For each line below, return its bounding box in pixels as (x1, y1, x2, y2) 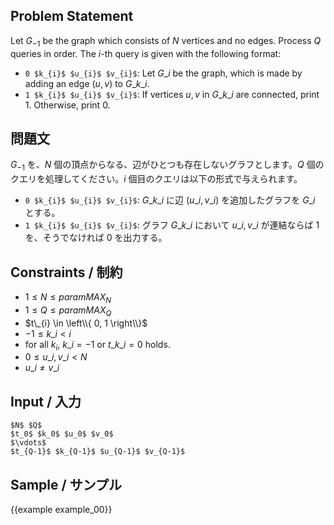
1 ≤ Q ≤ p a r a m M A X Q (24, 304, 112, 318)
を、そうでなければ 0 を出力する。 (24, 232, 168, 244)
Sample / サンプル (10, 476, 123, 493)
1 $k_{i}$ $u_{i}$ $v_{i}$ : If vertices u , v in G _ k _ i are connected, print (24, 88, 320, 100)
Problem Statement (10, 8, 134, 25)
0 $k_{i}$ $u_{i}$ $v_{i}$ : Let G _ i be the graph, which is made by (24, 67, 303, 79)
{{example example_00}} (10, 504, 113, 516)
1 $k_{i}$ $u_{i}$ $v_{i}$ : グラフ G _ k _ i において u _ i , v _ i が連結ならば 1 (24, 219, 320, 231)
